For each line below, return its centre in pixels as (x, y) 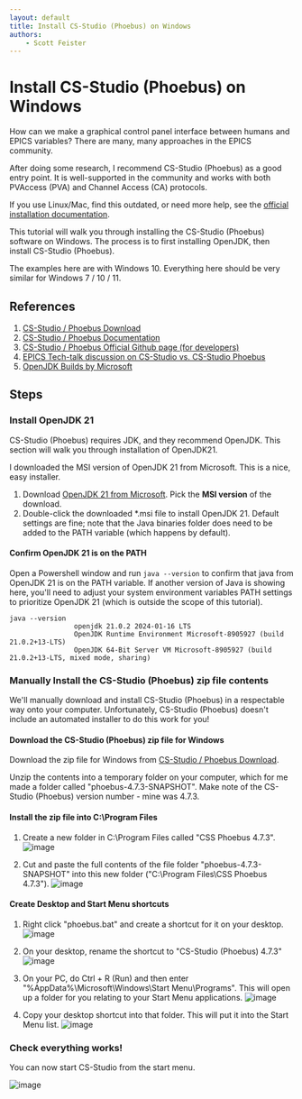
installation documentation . (59, 215)
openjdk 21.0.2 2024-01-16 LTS (133, 626)
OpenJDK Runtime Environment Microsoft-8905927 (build (178, 634)
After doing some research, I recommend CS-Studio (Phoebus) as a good (146, 169)
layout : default (40, 18)
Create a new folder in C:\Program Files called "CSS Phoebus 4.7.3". (149, 837)
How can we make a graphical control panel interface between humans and (150, 132)
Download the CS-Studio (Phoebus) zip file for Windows (117, 739)
